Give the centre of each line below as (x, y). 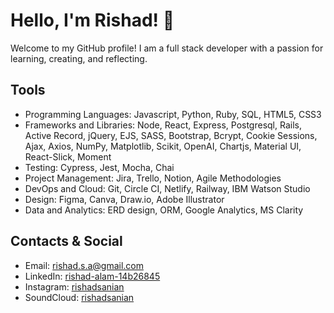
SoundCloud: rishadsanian (79, 297)
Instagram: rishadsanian (74, 286)
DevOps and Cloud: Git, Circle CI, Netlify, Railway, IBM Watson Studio (167, 188)
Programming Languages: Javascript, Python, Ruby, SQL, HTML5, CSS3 (173, 114)
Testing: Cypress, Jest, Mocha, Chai (99, 167)
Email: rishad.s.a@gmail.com (84, 265)
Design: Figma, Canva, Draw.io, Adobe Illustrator (124, 199)
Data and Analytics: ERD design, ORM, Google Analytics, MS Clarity (164, 210)
